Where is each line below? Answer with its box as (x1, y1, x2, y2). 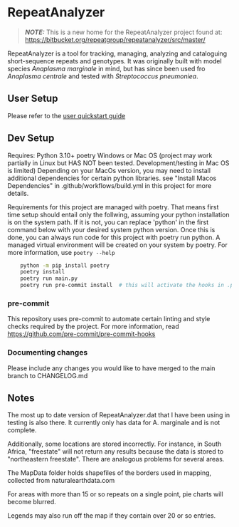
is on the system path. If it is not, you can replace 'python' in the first (7, 218, 208, 226)
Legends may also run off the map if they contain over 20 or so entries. (7, 511, 216, 520)
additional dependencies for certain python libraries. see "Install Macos (7, 174, 217, 182)
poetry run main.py (20, 275, 78, 282)
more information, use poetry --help (7, 248, 115, 256)
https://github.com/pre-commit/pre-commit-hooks (7, 330, 156, 338)
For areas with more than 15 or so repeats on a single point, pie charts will (7, 490, 223, 499)
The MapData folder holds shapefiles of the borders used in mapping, (7, 469, 212, 477)
